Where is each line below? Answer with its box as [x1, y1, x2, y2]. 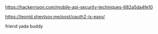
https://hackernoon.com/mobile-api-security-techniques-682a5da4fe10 [5, 4, 153, 10]
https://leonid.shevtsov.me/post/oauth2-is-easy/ [5, 14, 105, 19]
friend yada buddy [5, 23, 43, 29]
